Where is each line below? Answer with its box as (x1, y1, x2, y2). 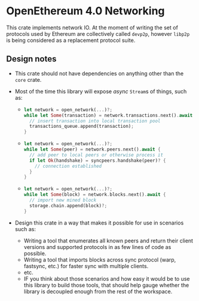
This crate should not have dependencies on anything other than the (14, 70, 184, 77)
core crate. (14, 76, 42, 83)
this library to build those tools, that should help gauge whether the (23, 281, 189, 288)
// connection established (35, 163, 102, 169)
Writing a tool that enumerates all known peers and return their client (23, 237, 193, 244)
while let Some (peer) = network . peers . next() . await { (23, 146, 161, 152)
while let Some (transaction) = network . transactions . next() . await (23, 112, 193, 118)
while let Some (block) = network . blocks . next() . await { (23, 192, 166, 198)
